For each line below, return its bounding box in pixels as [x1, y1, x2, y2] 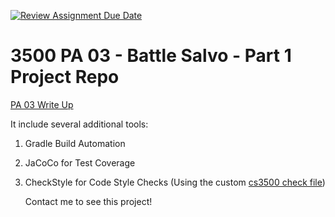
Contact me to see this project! [24, 195, 153, 207]
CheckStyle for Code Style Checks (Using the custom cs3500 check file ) [24, 176, 326, 188]
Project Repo [10, 66, 120, 89]
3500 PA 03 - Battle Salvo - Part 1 [10, 45, 292, 67]
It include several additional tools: [10, 118, 149, 130]
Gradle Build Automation [24, 137, 126, 149]
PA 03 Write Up [10, 98, 74, 110]
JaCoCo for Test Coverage [24, 156, 136, 169]
